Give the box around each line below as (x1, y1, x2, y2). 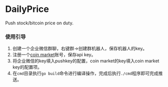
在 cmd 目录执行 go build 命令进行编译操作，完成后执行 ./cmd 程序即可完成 (12, 71, 159, 77)
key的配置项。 (12, 64, 42, 70)
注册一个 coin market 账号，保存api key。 (12, 52, 96, 58)
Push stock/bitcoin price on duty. (5, 20, 74, 26)
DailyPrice (5, 3, 49, 15)
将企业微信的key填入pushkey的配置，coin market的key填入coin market (12, 58, 159, 64)
